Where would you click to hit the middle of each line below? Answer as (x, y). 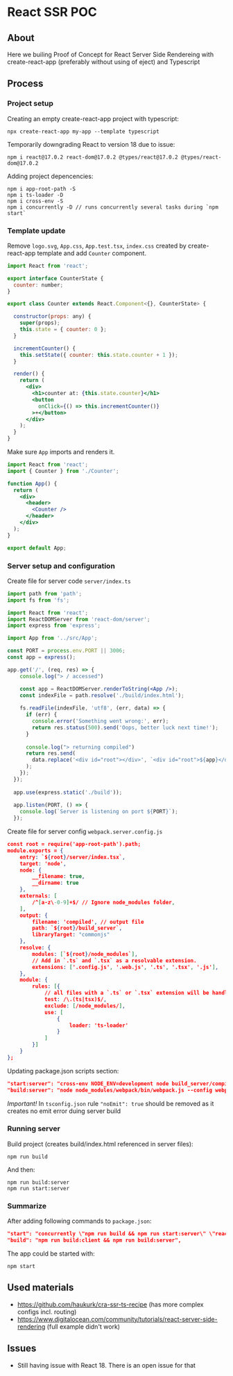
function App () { (32, 483)
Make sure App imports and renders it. (61, 452)
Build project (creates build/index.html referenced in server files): (100, 1144)
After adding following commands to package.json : (79, 1221)
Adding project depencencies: (50, 176)
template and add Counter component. (92, 253)
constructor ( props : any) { (52, 317)
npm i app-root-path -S (42, 189)
